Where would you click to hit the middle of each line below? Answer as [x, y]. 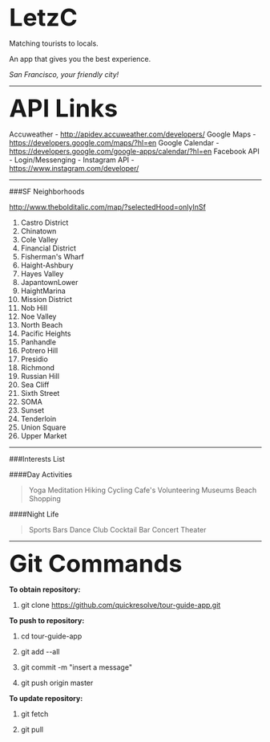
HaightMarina [43, 291]
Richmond [37, 367]
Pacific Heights [46, 333]
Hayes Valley [42, 274]
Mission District [46, 299]
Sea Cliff [35, 385]
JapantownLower [49, 282]
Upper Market [44, 436]
